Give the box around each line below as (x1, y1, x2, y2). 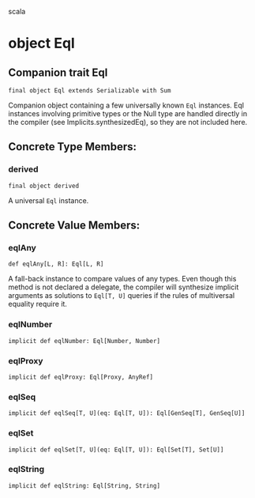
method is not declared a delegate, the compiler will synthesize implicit (8, 282, 239, 292)
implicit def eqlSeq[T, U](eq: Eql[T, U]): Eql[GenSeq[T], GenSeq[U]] (8, 409, 246, 417)
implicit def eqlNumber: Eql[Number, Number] (8, 337, 160, 345)
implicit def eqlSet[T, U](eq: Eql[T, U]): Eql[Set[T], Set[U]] (8, 446, 224, 454)
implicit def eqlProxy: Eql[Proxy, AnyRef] (8, 373, 154, 381)
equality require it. (8, 300, 67, 309)
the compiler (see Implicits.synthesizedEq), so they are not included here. (8, 118, 248, 126)
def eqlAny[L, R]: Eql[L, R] (8, 260, 104, 268)
